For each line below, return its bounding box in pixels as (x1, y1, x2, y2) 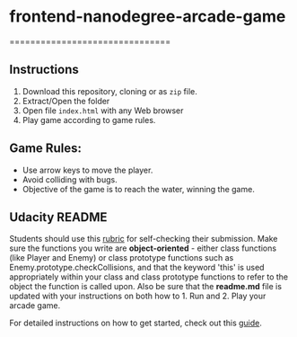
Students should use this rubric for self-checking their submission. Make (9, 234, 278, 244)
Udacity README (9, 209, 108, 225)
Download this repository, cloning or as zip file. (22, 85, 197, 96)
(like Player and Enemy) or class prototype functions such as (9, 253, 234, 263)
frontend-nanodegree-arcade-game (9, 6, 286, 27)
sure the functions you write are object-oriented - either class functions (9, 243, 276, 253)
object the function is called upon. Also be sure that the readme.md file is (9, 281, 283, 292)
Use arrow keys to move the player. (22, 164, 153, 175)
